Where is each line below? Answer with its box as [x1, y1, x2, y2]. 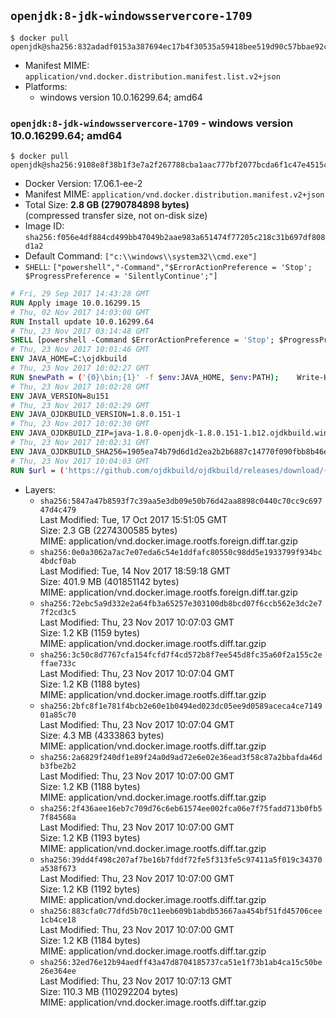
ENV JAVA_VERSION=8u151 [10, 391, 110, 401]
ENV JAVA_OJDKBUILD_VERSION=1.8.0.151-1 [10, 410, 182, 420]
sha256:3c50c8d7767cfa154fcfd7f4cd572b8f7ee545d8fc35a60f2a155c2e [39, 650, 323, 660]
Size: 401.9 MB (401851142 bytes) [39, 575, 180, 587]
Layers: [24, 483, 56, 495]
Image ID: [24, 220, 65, 232]
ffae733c [39, 658, 77, 669]
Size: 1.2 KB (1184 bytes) [39, 934, 141, 946]
